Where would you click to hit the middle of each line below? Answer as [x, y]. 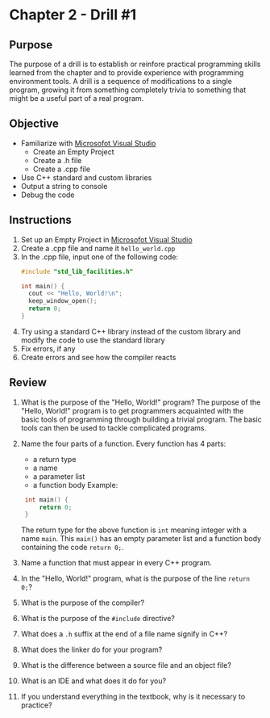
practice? [36, 705]
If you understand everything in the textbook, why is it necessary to [133, 697]
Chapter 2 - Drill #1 [73, 15]
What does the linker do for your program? [91, 650]
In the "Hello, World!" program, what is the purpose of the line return [135, 578]
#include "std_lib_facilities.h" [77, 271]
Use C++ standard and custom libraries [86, 177]
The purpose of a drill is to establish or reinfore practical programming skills [135, 64]
